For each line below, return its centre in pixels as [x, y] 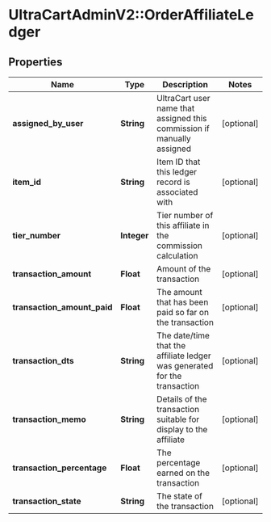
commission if [183, 128]
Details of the [182, 399]
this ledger [177, 172]
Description [185, 84]
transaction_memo [49, 419]
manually [174, 139]
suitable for [178, 419]
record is [174, 182]
